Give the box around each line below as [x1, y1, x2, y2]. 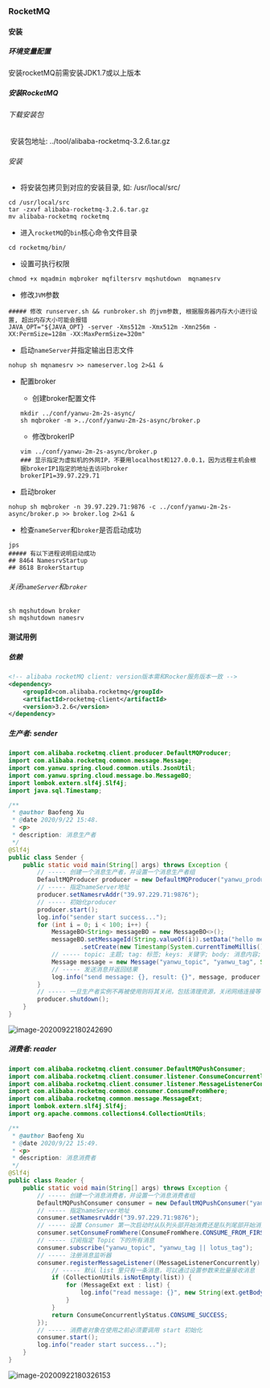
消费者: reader [8, 1044, 57, 1054]
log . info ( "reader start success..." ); [37, 1341, 167, 1349]
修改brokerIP [31, 432, 75, 441]
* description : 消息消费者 [11, 1154, 96, 1162]
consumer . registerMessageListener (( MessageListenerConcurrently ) [37, 1259, 261, 1267]
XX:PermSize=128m [8, 330, 67, 338]
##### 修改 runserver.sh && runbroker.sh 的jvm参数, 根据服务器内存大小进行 [8, 308, 252, 316]
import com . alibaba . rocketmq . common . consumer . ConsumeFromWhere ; [8, 1087, 228, 1095]
